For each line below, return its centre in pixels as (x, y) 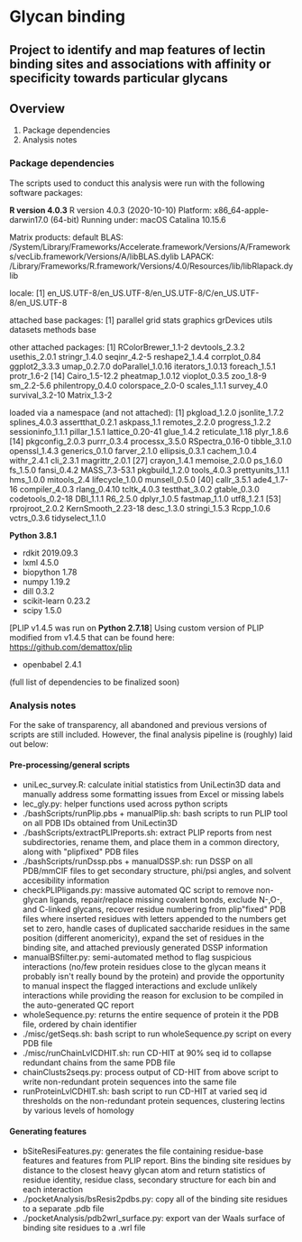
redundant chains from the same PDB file (99, 1063)
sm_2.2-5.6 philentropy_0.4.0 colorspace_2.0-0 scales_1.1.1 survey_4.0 (139, 385)
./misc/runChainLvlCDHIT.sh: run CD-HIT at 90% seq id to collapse (147, 1053)
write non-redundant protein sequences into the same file (129, 1082)
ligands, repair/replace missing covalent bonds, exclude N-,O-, (166, 900)
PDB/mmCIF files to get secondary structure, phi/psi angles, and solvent (156, 871)
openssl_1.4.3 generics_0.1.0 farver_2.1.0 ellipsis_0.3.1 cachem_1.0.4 (133, 451)
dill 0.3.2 (38, 591)
